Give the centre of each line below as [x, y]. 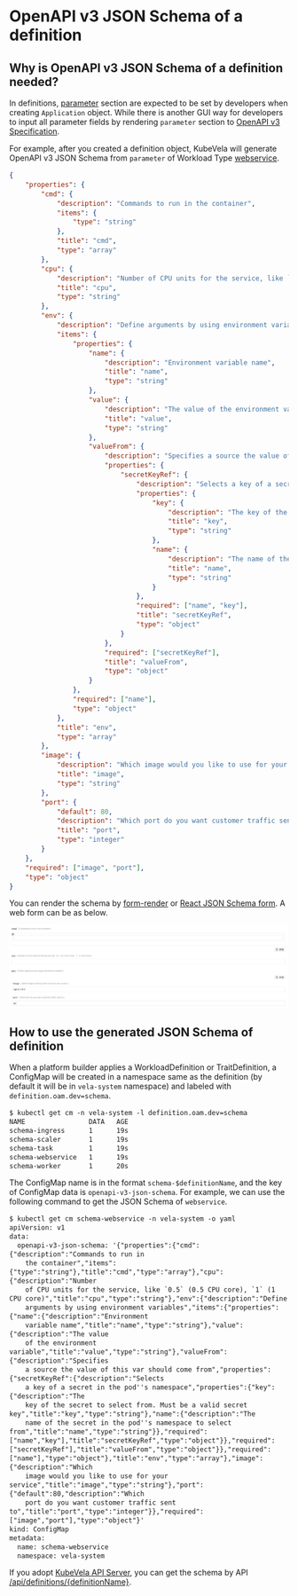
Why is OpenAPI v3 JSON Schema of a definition [146, 68]
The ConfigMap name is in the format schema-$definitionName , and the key [145, 1183]
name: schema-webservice [63, 1547]
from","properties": [234, 1370]
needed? [34, 82]
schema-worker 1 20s [69, 1167]
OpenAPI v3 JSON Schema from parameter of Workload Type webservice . [144, 158]
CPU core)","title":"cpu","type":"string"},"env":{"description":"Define [149, 1299]
